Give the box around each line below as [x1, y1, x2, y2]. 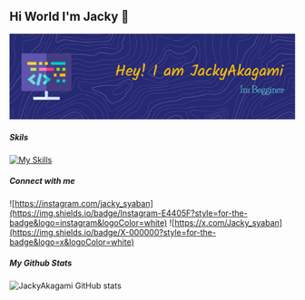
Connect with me [9, 175, 75, 186]
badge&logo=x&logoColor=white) [9, 237, 134, 247]
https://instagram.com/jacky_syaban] [15, 198, 154, 209]
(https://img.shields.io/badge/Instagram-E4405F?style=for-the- [9, 208, 248, 218]
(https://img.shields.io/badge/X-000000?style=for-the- [9, 227, 216, 238]
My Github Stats [9, 257, 73, 268]
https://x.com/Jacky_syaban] [173, 218, 283, 228]
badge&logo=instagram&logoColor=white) [9, 218, 168, 228]
